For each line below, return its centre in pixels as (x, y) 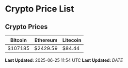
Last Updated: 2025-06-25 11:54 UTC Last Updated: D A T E (64, 60)
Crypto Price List (40, 9)
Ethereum (46, 40)
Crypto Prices (26, 27)
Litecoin (72, 40)
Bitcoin (19, 40)
